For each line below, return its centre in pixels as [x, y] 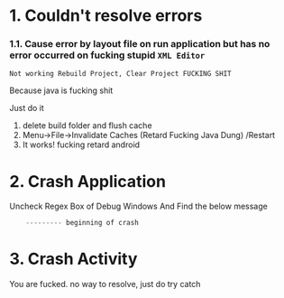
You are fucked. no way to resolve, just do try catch [105, 284]
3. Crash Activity [73, 259]
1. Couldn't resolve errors [106, 16]
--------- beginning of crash [82, 223]
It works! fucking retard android [81, 144]
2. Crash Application [88, 181]
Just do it [27, 108]
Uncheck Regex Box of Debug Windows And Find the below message [138, 206]
